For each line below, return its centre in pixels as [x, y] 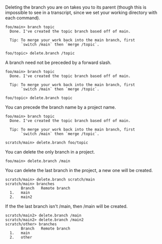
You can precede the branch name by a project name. [61, 107]
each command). [23, 18]
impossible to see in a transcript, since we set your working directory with [81, 12]
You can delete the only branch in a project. [50, 152]
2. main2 [21, 197]
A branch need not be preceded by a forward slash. [58, 62]
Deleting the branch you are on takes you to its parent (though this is [76, 7]
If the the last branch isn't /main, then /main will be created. [66, 206]
